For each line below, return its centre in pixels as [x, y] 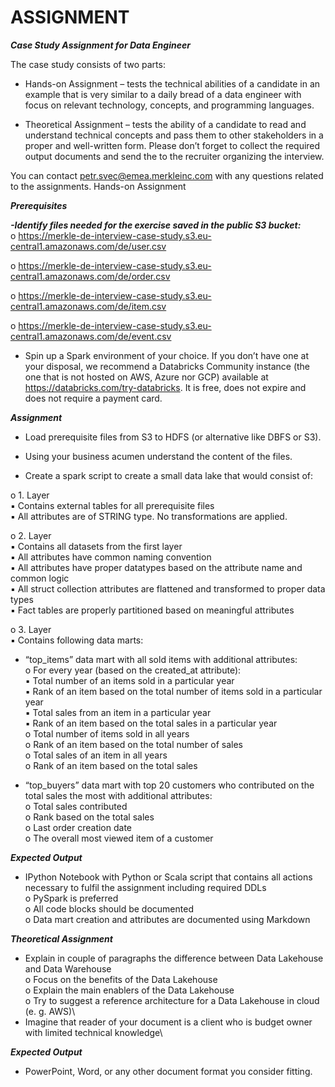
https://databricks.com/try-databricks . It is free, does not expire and [165, 387]
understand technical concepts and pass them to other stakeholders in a [174, 135]
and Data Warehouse [68, 968]
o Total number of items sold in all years [107, 733]
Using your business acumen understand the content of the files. [158, 456]
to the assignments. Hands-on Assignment [98, 186]
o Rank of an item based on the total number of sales [133, 744]
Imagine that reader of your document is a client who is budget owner [168, 1022]
